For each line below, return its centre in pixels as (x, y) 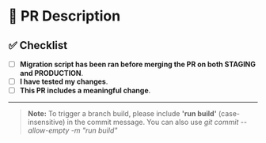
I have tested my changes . (64, 81)
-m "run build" (94, 130)
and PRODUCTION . (51, 73)
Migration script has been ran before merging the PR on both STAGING (137, 64)
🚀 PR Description (65, 16)
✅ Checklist (38, 45)
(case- (229, 114)
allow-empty (48, 130)
